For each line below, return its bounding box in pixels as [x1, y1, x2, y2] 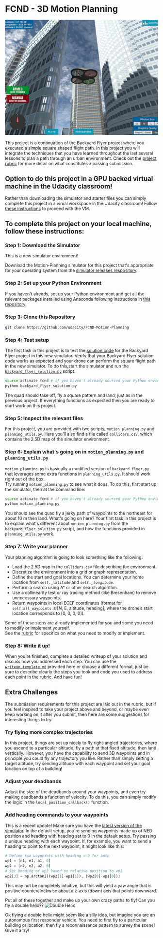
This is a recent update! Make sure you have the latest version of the [5, 823, 142, 828]
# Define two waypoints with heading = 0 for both [5, 853, 110, 858]
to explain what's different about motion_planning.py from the [5, 520, 129, 527]
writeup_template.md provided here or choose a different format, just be [5, 664, 149, 670]
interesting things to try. [5, 716, 53, 722]
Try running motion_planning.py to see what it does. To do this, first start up [5, 481, 157, 487]
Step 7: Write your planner [5, 543, 68, 550]
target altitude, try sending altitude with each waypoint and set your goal [5, 761, 150, 766]
